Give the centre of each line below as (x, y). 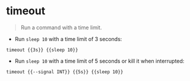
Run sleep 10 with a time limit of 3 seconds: (68, 39)
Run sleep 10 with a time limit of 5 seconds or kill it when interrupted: (99, 61)
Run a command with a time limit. (61, 27)
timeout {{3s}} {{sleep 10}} (42, 50)
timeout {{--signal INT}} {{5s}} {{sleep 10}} (65, 72)
